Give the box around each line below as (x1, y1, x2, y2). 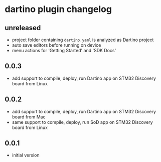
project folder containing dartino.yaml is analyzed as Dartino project (12, 37, 154, 43)
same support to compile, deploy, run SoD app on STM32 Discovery (12, 119, 153, 125)
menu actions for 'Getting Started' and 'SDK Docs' (12, 48, 116, 53)
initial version (12, 152, 40, 158)
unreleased (5, 24, 41, 32)
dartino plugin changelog (5, 4, 112, 15)
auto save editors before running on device (12, 42, 101, 48)
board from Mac (12, 114, 46, 120)
